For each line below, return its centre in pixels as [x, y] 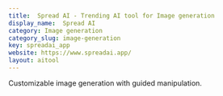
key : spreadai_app [39, 46]
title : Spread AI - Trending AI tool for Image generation [112, 16]
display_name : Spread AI [52, 23]
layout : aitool [34, 61]
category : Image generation [56, 30]
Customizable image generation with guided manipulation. [105, 83]
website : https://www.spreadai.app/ [70, 53]
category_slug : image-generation [65, 38]
